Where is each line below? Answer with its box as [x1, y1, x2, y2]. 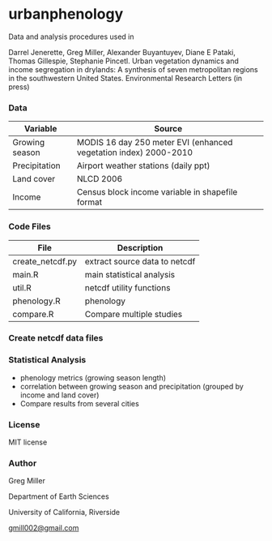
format [76, 196, 103, 208]
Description [117, 242, 164, 253]
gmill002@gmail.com [8, 523, 79, 533]
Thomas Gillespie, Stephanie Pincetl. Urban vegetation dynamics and [8, 56, 239, 66]
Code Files [8, 221, 51, 232]
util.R [12, 281, 32, 293]
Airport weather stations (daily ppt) [76, 160, 210, 171]
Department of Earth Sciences [8, 492, 109, 501]
